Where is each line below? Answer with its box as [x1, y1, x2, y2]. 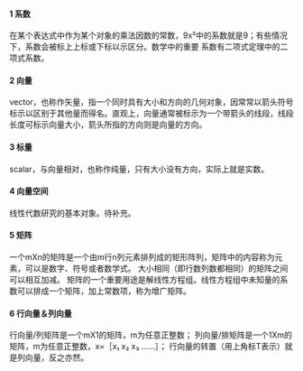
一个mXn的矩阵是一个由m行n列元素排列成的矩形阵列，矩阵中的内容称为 [9, 252, 275, 263]
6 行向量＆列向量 [9, 308, 72, 319]
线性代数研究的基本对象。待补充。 [9, 208, 136, 218]
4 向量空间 [9, 186, 49, 197]
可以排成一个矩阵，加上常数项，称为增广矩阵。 [16, 285, 191, 297]
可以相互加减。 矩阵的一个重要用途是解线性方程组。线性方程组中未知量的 [9, 274, 280, 285]
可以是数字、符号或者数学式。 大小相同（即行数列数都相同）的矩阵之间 [24, 263, 289, 274]
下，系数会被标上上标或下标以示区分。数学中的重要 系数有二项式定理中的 [9, 42, 280, 52]
